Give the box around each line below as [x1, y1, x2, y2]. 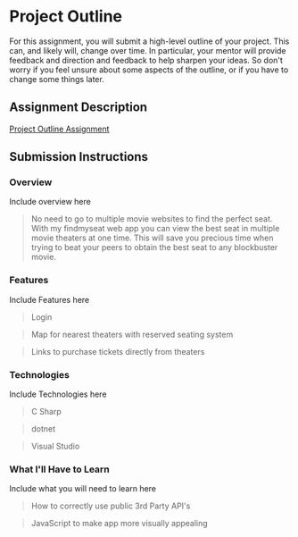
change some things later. [9, 73, 104, 84]
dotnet [30, 424, 56, 434]
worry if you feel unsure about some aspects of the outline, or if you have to [9, 64, 289, 75]
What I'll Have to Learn [9, 463, 110, 475]
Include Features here [9, 294, 90, 305]
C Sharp [30, 407, 62, 417]
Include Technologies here [9, 389, 107, 399]
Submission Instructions [9, 149, 149, 164]
